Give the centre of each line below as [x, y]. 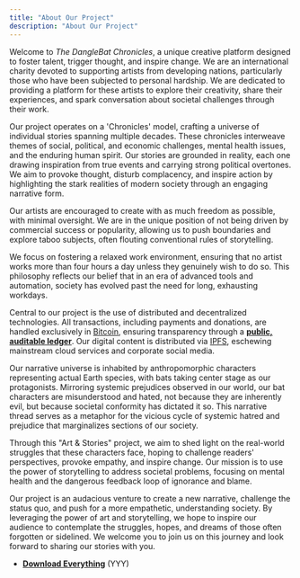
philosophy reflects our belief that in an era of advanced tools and [132, 276]
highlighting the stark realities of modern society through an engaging [139, 183]
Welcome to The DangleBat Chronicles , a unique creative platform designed [150, 51]
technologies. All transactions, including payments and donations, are [138, 322]
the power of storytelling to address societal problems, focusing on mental [147, 471]
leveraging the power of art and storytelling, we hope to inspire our [133, 517]
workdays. [28, 295]
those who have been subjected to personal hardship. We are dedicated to [147, 80]
